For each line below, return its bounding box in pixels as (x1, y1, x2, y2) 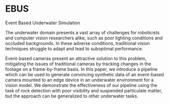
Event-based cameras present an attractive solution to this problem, (5, 55, 147, 61)
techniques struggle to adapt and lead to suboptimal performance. (5, 45, 143, 51)
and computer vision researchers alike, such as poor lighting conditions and (5, 35, 163, 41)
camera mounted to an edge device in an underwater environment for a (5, 77, 154, 83)
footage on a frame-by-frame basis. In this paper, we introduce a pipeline (5, 66, 158, 72)
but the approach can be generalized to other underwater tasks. (5, 93, 139, 99)
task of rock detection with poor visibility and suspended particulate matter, (5, 87, 162, 93)
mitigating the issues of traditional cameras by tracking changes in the (5, 61, 151, 67)
